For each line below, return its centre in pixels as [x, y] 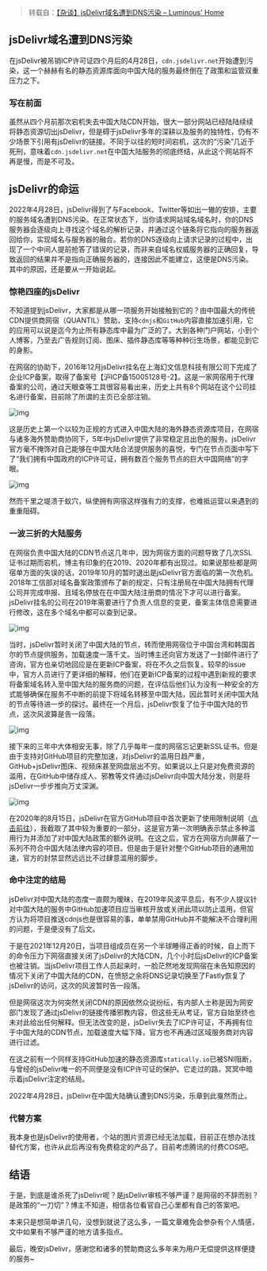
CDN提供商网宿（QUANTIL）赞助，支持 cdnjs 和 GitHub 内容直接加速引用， [128, 320]
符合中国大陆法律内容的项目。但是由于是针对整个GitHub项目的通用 [138, 848]
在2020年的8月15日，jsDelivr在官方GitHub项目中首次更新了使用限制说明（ [130, 818]
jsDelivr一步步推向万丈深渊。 [56, 786]
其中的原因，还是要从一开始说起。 [65, 268]
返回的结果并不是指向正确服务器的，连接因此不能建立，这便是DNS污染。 [134, 259]
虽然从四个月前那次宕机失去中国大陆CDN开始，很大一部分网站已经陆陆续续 [131, 122]
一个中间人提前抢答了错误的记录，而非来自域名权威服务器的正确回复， [137, 249]
